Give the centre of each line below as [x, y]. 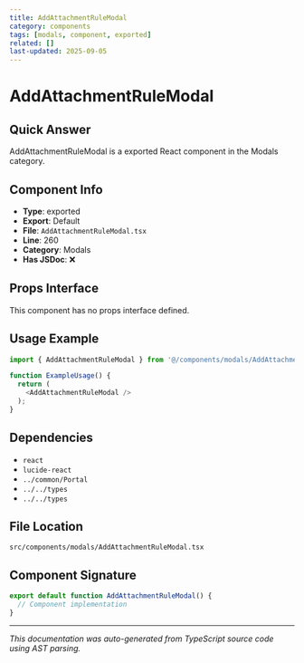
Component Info [56, 190]
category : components [50, 26]
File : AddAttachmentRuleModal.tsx [85, 230]
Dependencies [51, 438]
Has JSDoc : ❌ [49, 259]
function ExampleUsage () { [60, 376]
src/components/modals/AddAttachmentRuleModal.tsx [107, 548]
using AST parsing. [45, 648]
